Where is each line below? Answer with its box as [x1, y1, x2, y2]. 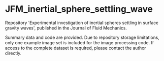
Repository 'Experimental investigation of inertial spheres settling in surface [5, 20, 159, 26]
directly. [5, 50, 22, 56]
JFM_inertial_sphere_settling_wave [5, 3, 153, 15]
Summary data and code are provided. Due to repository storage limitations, [5, 34, 160, 40]
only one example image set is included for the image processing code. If [5, 39, 154, 45]
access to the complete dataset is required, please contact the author [5, 45, 146, 51]
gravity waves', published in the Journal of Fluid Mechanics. [5, 25, 127, 30]
